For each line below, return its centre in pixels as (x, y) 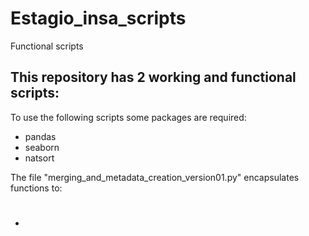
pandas (40, 136)
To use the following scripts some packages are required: (128, 117)
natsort (39, 158)
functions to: (36, 188)
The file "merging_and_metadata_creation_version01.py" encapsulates (155, 177)
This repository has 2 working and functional (153, 77)
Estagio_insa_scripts (98, 18)
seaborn (42, 147)
